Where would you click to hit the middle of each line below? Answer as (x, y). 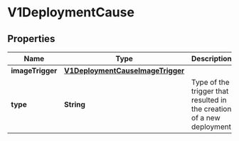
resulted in (209, 100)
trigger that (210, 91)
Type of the (210, 82)
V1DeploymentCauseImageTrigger (124, 70)
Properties (31, 39)
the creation (211, 109)
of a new (206, 118)
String (74, 104)
